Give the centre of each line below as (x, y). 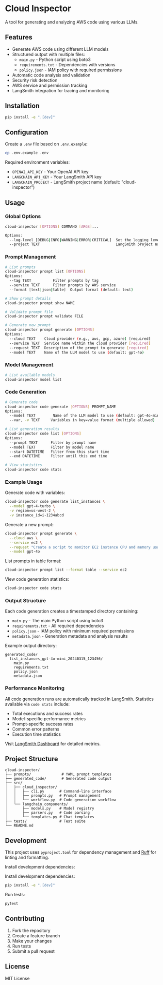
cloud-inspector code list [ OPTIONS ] (43, 434)
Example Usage (24, 482)
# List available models (30, 375)
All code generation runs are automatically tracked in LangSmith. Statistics (79, 699)
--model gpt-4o (25, 552)
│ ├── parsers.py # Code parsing (48, 813)
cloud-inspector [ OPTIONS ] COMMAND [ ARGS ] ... (52, 227)
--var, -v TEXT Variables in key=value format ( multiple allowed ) (82, 420)
